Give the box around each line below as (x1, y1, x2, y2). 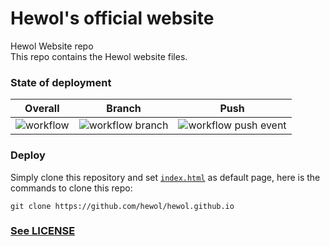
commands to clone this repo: (10, 182, 133, 194)
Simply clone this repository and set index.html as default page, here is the (10, 171, 321, 183)
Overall (24, 102, 60, 116)
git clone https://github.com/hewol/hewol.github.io (10, 201, 235, 211)
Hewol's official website (10, 7, 215, 30)
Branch (106, 102, 142, 116)
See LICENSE (10, 224, 76, 238)
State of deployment (10, 75, 112, 89)
